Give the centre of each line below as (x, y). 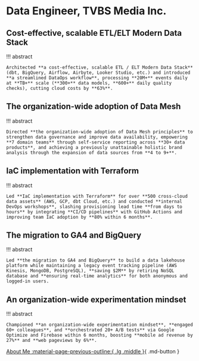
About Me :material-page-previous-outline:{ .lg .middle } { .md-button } (93, 351)
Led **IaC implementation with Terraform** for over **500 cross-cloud (97, 196)
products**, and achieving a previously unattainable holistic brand (94, 147)
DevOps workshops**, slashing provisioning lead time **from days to (94, 207)
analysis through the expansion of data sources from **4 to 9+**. (92, 153)
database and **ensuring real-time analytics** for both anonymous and (97, 276)
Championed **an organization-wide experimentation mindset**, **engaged (100, 325)
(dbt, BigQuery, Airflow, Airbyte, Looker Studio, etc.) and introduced (98, 73)
